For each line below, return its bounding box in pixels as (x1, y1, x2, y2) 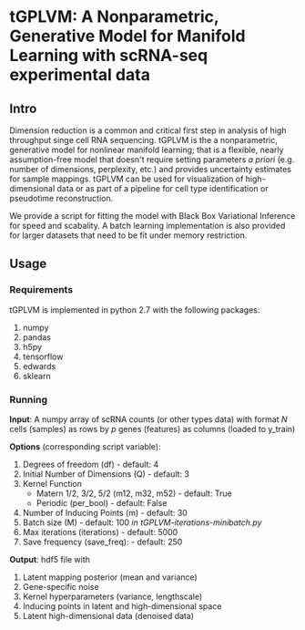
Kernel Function (22, 478, 83, 489)
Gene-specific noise (22, 581, 99, 592)
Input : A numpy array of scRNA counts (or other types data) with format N (9, 413, 289, 425)
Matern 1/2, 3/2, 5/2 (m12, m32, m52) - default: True (36, 488, 232, 499)
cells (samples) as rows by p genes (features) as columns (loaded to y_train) (9, 423, 296, 434)
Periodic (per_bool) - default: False (36, 497, 168, 508)
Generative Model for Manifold (9, 26, 246, 46)
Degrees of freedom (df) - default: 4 (22, 459, 159, 470)
